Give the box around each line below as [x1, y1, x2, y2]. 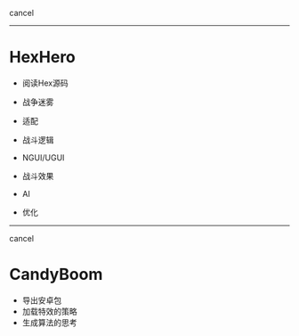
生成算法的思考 [21, 316, 77, 328]
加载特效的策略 [21, 306, 77, 316]
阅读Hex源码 [21, 78, 69, 88]
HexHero [9, 47, 76, 68]
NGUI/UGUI [21, 152, 65, 163]
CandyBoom [9, 265, 103, 284]
